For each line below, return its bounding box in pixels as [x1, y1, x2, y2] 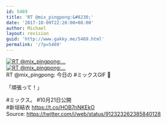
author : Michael [6, 25, 46, 31]
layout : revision [6, 31, 49, 37]
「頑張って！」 [6, 83, 43, 90]
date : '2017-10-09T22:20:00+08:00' [6, 20, 94, 25]
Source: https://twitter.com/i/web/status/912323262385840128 [6, 110, 161, 117]
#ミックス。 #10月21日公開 [6, 96, 72, 103]
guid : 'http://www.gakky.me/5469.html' [6, 36, 105, 42]
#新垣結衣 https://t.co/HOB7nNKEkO [6, 103, 95, 111]
